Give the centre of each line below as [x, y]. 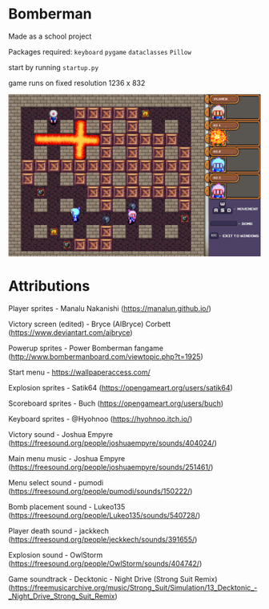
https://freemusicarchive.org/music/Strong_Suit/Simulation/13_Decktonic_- [134, 587]
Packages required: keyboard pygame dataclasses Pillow [100, 51]
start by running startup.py [53, 67]
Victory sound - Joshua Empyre [61, 434]
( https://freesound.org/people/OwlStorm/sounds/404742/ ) [105, 563]
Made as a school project [50, 36]
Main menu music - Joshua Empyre [67, 458]
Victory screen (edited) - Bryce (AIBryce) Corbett [89, 324]
